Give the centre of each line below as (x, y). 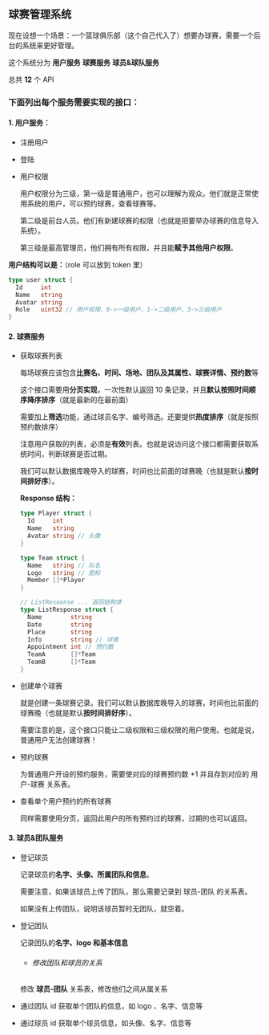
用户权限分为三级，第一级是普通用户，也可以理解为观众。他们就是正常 (136, 193)
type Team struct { (52, 558)
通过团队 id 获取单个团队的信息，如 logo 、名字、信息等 (111, 1006)
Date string (60, 625)
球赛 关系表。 (53, 784)
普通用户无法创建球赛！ (58, 740)
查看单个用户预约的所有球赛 (66, 801)
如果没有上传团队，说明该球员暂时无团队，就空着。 (104, 909)
